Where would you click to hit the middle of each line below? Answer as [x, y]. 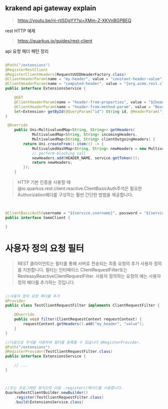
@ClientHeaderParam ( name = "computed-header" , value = [63, 84]
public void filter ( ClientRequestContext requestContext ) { [78, 319]
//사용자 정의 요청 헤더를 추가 [32, 296]
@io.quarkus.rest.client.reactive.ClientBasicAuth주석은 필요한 [80, 188]
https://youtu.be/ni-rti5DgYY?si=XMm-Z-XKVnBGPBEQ [74, 20]
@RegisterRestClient [27, 70]
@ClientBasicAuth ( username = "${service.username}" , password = [73, 213]
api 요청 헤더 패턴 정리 [27, 51]
